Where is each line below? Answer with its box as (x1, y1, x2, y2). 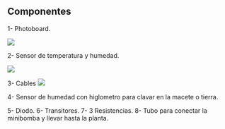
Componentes (7, 6, 72, 18)
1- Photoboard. (7, 24, 51, 32)
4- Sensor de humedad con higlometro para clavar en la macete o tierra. (7, 92, 219, 101)
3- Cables (7, 79, 37, 87)
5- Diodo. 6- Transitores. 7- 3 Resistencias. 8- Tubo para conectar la (7, 106, 207, 115)
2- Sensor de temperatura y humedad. (7, 51, 120, 59)
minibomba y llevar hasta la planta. (7, 113, 109, 122)
